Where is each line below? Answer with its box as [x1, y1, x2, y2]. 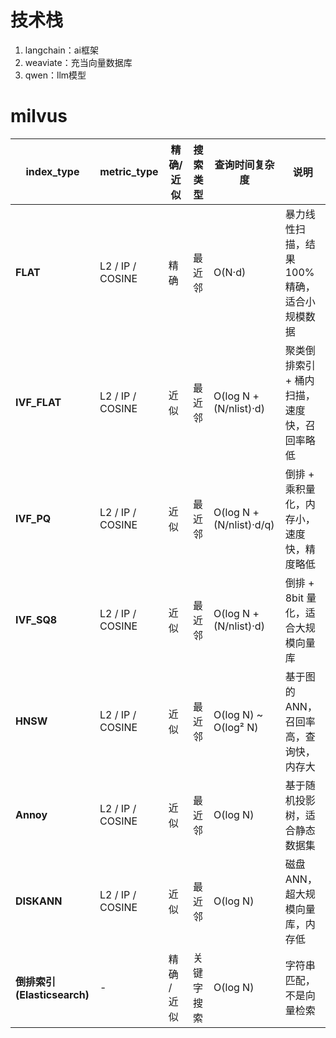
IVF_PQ [15, 511, 52, 525]
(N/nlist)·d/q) [213, 517, 275, 531]
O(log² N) [213, 720, 259, 734]
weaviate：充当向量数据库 [24, 56, 133, 68]
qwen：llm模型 [24, 69, 87, 81]
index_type [25, 164, 80, 178]
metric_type [99, 164, 159, 178]
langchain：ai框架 [24, 44, 99, 56]
